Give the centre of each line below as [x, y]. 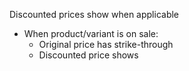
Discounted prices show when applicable [94, 14]
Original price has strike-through [106, 44]
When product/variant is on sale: [91, 33]
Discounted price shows [88, 55]
